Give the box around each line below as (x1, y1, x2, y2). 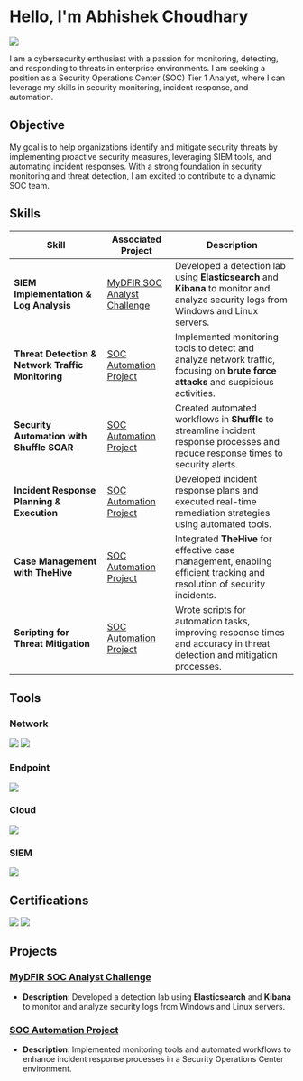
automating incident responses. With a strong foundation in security (9, 161, 262, 171)
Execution (14, 506, 59, 519)
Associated (111, 233, 162, 245)
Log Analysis (14, 299, 71, 311)
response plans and (174, 484, 259, 496)
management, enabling (174, 555, 272, 568)
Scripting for (14, 625, 69, 638)
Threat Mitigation (14, 637, 90, 650)
